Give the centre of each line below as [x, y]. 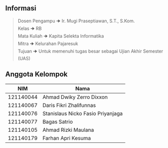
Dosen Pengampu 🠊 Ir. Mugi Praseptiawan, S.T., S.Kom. [76, 21]
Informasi [21, 8]
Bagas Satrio [58, 122]
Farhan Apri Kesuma [67, 138]
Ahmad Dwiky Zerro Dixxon [75, 97]
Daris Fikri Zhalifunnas [69, 105]
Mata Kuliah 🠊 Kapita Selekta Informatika [61, 36]
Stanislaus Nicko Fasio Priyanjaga [82, 113]
